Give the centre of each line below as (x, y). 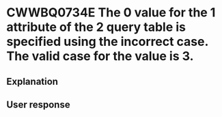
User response (38, 104)
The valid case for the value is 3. (100, 56)
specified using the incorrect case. (108, 42)
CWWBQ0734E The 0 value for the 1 (111, 13)
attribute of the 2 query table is (96, 27)
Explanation (32, 81)
